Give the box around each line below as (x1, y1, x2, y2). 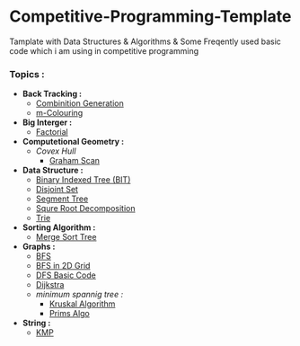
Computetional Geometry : (22, 137, 124, 147)
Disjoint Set (35, 184, 79, 195)
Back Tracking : (22, 88, 83, 100)
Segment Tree (35, 193, 89, 204)
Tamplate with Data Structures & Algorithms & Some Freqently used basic (9, 36, 281, 47)
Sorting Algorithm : (22, 222, 96, 233)
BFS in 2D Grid (35, 261, 91, 271)
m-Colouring (35, 108, 84, 119)
